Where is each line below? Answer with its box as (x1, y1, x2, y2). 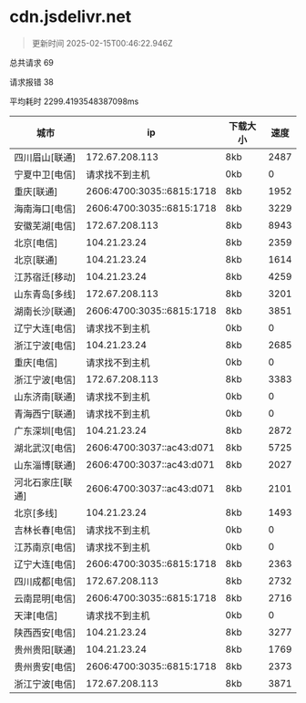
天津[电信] (14, 609, 58, 622)
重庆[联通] (14, 185, 58, 198)
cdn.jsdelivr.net (9, 6, 132, 27)
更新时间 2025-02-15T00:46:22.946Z (31, 37, 173, 48)
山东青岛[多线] (14, 287, 76, 300)
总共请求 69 (9, 57, 55, 67)
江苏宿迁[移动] (14, 271, 76, 284)
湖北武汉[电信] (14, 441, 76, 454)
